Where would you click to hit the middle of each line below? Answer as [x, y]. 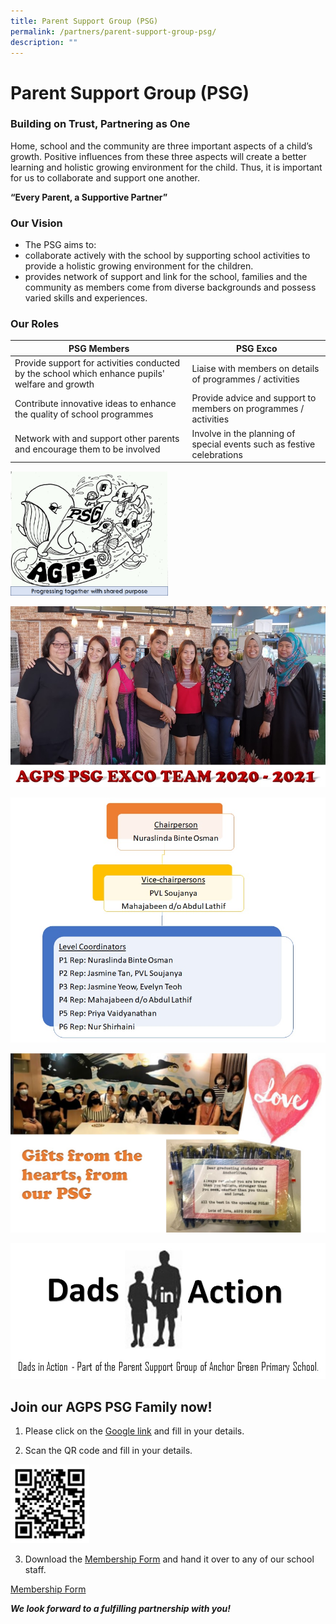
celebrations [217, 454]
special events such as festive [253, 444]
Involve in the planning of [243, 433]
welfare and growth [54, 384]
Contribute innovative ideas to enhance [95, 403]
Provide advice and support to [254, 398]
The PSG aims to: [60, 245]
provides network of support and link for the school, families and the [166, 277]
